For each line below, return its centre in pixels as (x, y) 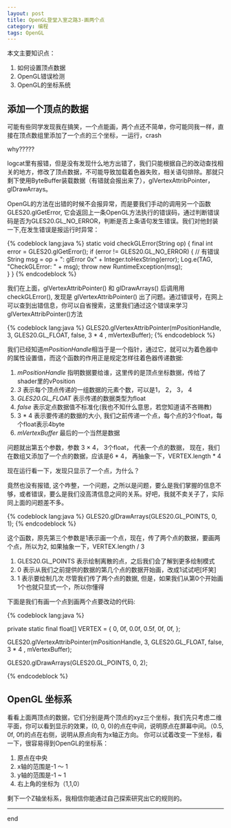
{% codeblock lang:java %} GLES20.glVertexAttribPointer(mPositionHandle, (114, 328)
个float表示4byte (41, 424)
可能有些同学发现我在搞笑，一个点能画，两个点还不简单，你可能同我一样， (112, 127)
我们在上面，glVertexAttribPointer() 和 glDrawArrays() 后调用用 (96, 288)
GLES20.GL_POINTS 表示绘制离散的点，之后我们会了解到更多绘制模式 (116, 561)
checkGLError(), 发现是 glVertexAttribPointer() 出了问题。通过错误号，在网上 (115, 297)
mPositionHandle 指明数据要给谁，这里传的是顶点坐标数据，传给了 (111, 373)
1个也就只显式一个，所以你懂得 (60, 587)
